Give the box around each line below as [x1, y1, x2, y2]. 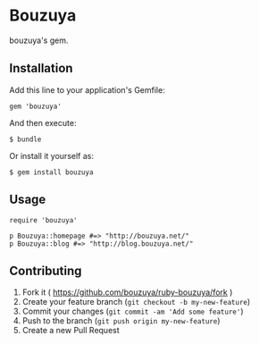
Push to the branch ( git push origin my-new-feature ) [21, 315, 221, 326]
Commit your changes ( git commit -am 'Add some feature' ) [21, 306, 244, 317]
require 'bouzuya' [9, 215, 78, 224]
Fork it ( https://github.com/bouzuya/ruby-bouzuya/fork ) [21, 287, 233, 298]
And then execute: [9, 117, 77, 128]
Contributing [9, 263, 82, 278]
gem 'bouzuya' [9, 102, 63, 111]
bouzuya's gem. [9, 35, 69, 46]
